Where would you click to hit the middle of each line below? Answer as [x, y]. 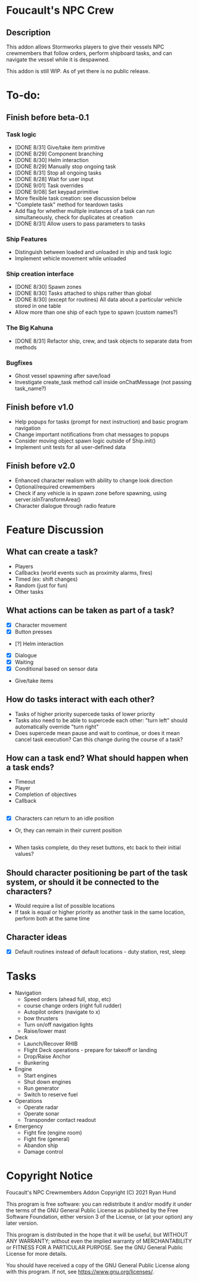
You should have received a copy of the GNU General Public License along [98, 1265]
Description [28, 33]
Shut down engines [47, 1082]
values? [24, 854]
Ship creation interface [40, 274]
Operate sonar [41, 1114]
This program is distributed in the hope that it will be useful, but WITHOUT [97, 1234]
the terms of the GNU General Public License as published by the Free [92, 1210]
